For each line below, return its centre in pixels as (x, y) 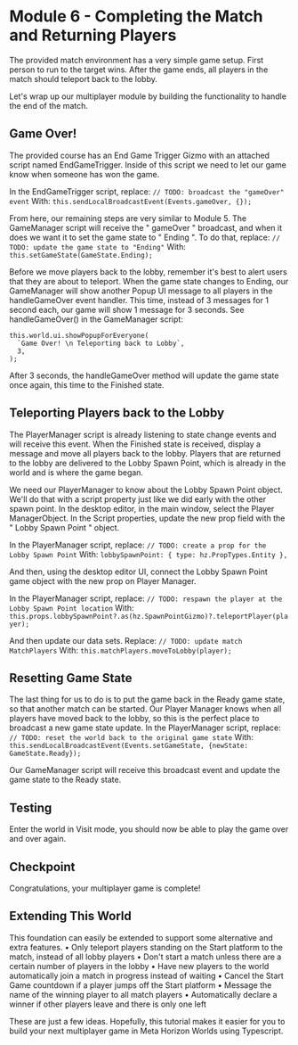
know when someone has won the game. (85, 174)
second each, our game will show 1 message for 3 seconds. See (127, 309)
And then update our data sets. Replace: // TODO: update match (126, 640)
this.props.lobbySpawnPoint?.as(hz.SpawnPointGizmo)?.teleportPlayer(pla (149, 616)
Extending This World (70, 916)
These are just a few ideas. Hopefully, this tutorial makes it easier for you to (147, 1021)
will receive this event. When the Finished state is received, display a (135, 444)
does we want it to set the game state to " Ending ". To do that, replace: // (145, 237)
